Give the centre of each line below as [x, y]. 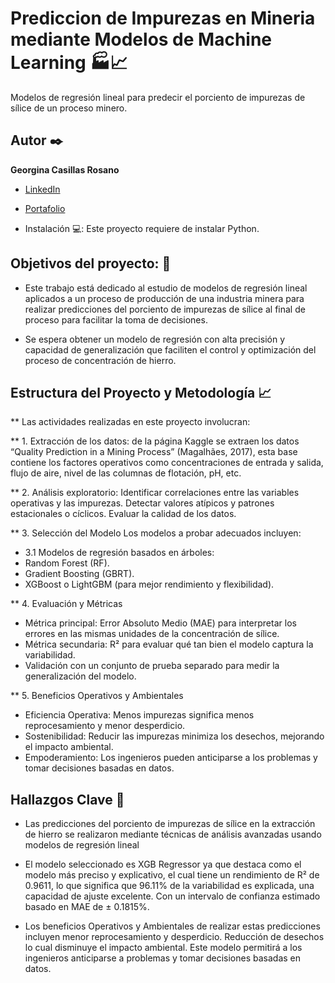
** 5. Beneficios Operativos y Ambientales [97, 696]
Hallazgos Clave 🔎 [67, 799]
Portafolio [45, 208]
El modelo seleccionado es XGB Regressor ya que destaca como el [163, 864]
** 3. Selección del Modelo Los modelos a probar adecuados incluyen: [156, 533]
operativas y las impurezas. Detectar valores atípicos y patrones [142, 503]
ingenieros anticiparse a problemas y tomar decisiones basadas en [163, 958]
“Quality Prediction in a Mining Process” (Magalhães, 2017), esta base [154, 452]
